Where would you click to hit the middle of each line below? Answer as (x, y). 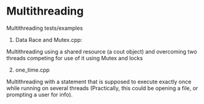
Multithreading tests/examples (45, 28)
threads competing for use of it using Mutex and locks (74, 58)
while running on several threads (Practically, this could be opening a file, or (102, 88)
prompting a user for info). (40, 94)
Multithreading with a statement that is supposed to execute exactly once (99, 81)
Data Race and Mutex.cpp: (49, 40)
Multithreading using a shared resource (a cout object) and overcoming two (102, 51)
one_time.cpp (32, 70)
